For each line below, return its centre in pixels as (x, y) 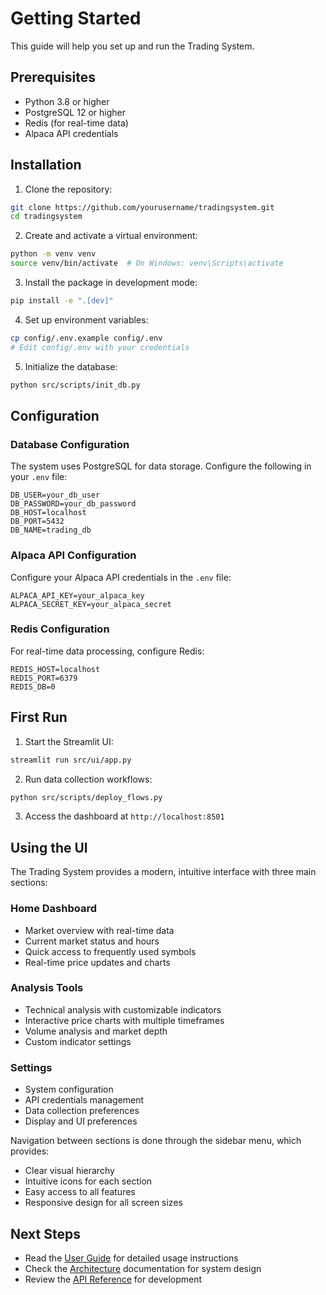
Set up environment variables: (86, 319)
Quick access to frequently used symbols (110, 951)
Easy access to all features (80, 1192)
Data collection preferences (82, 1111)
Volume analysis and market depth (96, 1031)
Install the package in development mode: (111, 283)
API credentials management (84, 1100)
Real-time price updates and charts (97, 962)
